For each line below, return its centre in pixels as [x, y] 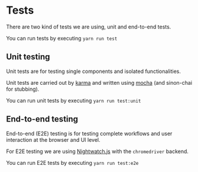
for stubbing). [23, 89]
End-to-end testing [42, 119]
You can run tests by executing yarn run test [62, 38]
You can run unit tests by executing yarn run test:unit [74, 100]
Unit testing [28, 57]
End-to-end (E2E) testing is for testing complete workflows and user [89, 133]
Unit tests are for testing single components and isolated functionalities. [94, 71]
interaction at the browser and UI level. [53, 139]
